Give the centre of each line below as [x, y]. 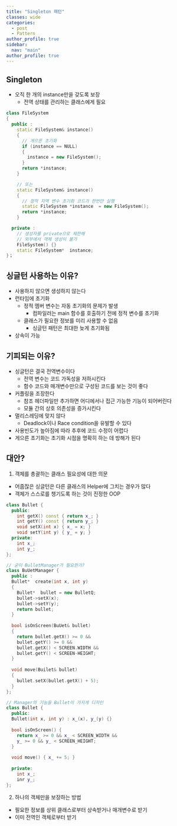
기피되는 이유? [31, 356]
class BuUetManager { [33, 571]
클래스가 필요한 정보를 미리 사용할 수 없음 [71, 321]
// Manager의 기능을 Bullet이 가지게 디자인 [55, 702]
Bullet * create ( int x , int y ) [50, 582]
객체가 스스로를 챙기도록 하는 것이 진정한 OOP [68, 494]
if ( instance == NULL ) [50, 146]
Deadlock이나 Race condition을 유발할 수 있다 [77, 423]
